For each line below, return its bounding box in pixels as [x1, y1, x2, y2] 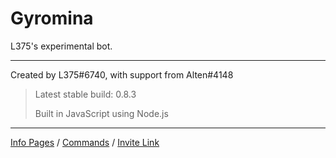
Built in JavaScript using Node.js [34, 107, 169, 119]
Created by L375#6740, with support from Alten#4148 [10, 68, 234, 81]
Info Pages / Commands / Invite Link [10, 136, 160, 148]
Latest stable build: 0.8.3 [34, 88, 137, 100]
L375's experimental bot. [10, 40, 113, 52]
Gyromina [10, 7, 94, 30]
